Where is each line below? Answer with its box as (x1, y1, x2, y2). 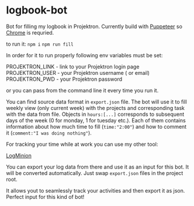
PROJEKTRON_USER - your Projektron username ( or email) (6, 69, 150, 76)
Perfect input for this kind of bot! (6, 193, 85, 200)
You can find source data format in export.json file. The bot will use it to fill (6, 98, 187, 105)
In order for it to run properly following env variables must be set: (6, 51, 163, 59)
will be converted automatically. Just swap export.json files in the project (6, 169, 183, 176)
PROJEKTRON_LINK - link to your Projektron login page (6, 63, 140, 70)
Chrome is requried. (6, 29, 54, 36)
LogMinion (6, 152, 32, 159)
